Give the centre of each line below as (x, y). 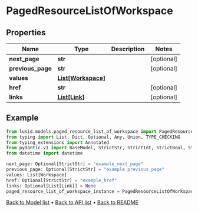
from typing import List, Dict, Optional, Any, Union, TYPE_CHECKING (93, 137)
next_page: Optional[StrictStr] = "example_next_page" (75, 164)
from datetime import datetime (44, 153)
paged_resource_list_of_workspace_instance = (63, 191)
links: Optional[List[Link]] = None (51, 186)
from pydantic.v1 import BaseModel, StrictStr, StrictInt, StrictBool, (96, 148)
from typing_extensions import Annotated (58, 142)
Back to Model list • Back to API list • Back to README (72, 202)
